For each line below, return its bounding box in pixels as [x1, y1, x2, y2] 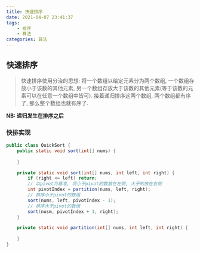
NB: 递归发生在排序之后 [6, 112, 64, 119]
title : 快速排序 [6, 8, 43, 15]
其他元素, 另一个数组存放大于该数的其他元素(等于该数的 [52, 84, 188, 91]
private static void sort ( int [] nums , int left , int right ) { [17, 169, 175, 176]
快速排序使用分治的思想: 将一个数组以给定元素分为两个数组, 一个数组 [20, 77, 189, 84]
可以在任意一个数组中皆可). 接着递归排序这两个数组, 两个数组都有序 [26, 92, 191, 99]
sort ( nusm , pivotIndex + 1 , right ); [27, 208, 119, 215]
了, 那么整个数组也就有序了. [20, 99, 88, 106]
